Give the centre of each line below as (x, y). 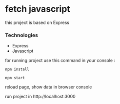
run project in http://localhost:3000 (40, 97)
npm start (15, 78)
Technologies (21, 35)
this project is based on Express (37, 22)
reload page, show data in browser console (49, 87)
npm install (17, 69)
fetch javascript (38, 9)
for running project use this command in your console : (60, 61)
